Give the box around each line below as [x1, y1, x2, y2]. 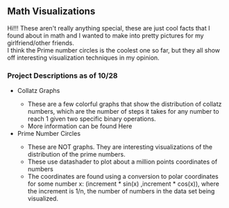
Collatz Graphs [17, 87, 60, 95]
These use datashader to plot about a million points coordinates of [27, 157, 218, 166]
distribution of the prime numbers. [27, 150, 126, 159]
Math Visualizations [7, 6, 96, 17]
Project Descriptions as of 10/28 [7, 71, 118, 80]
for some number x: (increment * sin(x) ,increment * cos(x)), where [27, 180, 220, 188]
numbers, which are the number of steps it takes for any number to [27, 107, 220, 116]
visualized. [27, 194, 59, 203]
